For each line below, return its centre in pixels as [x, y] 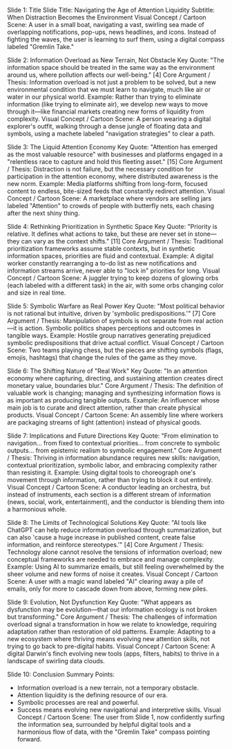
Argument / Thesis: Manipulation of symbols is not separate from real [106, 321]
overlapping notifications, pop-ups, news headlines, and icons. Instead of [112, 32]
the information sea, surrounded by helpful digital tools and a [104, 724]
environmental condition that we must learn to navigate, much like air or [109, 90]
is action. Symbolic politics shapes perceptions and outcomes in [110, 328]
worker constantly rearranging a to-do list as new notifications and [102, 263]
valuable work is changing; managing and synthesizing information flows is [114, 393]
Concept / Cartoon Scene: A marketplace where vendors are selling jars [109, 198]
